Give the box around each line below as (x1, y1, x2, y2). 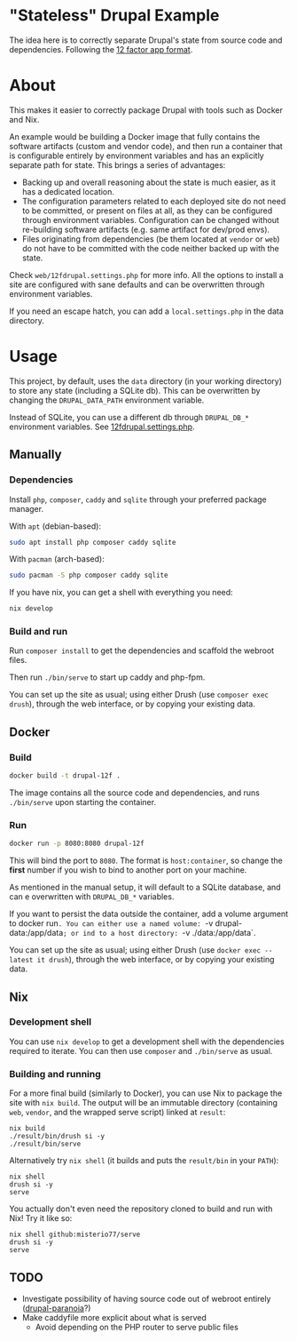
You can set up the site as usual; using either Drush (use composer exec (9, 690, 269, 700)
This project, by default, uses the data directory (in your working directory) (9, 375, 282, 387)
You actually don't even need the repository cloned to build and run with (9, 1203, 273, 1214)
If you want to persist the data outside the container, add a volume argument (9, 908, 289, 920)
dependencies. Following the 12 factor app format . (9, 44, 193, 54)
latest (9, 956, 34, 965)
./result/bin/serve (9, 1139, 82, 1149)
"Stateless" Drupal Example (9, 5, 220, 26)
